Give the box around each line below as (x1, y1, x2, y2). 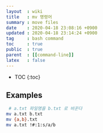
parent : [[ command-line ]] (6, 52, 74, 58)
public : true (6, 47, 43, 52)
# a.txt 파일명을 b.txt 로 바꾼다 (8, 106, 83, 111)
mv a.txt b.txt (6, 111, 43, 117)
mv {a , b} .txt (6, 117, 38, 123)
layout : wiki (6, 8, 43, 15)
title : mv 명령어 (6, 14, 52, 20)
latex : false (6, 57, 45, 63)
